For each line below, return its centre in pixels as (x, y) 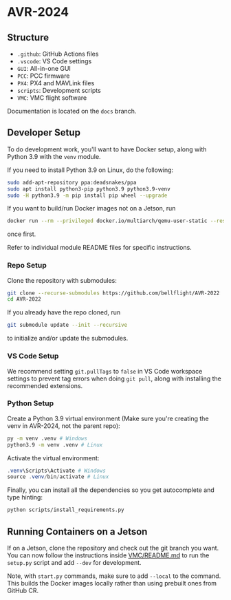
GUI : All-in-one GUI (44, 68)
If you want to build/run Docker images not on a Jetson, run (91, 208)
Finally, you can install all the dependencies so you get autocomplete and (111, 490)
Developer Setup (44, 132)
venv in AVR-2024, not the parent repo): (64, 426)
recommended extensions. (45, 385)
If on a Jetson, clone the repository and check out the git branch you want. (113, 548)
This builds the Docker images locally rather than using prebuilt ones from (112, 583)
